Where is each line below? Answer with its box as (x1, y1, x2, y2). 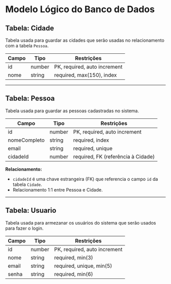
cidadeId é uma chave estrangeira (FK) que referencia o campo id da (12, 176, 158, 182)
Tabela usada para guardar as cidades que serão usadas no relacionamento (5, 37, 164, 43)
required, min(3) (54, 254, 93, 261)
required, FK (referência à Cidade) (73, 153, 155, 160)
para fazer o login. (5, 225, 44, 231)
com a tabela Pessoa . (5, 43, 49, 49)
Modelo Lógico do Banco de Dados (5, 4, 155, 15)
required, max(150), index (54, 72, 117, 78)
